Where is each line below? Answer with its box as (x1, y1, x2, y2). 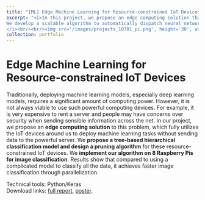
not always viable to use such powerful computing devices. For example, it (6, 104, 194, 112)
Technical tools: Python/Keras (6, 180, 82, 188)
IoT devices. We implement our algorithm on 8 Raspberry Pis (37, 149, 193, 157)
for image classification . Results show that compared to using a (6, 156, 168, 163)
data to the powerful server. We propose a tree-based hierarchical (6, 137, 176, 144)
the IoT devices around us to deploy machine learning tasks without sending (6, 130, 198, 137)
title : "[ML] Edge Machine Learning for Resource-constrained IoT (6, 9, 179, 15)
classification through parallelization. (6, 169, 99, 176)
